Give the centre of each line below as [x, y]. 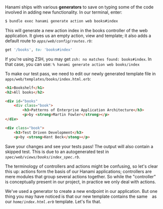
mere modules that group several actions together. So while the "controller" [81, 176]
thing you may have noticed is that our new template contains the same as [81, 196]
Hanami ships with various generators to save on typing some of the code [79, 7]
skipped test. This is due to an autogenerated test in [57, 152]
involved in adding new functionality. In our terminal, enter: [64, 12]
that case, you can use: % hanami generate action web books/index [72, 64]
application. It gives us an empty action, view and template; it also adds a [78, 36]
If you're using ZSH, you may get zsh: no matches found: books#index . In [78, 59]
